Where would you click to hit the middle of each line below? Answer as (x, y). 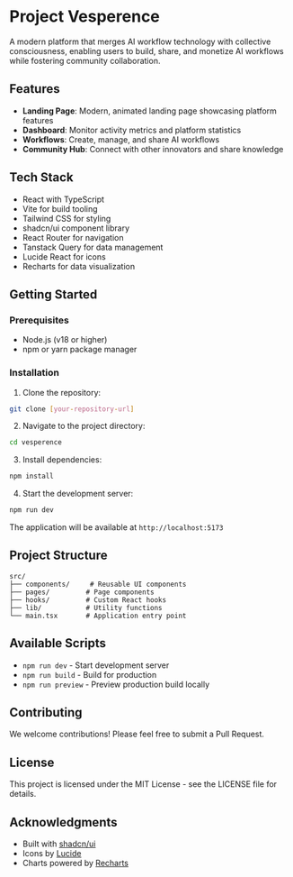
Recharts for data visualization (79, 266)
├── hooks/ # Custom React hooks (88, 600)
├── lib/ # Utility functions (86, 608)
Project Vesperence (84, 17)
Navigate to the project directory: (84, 426)
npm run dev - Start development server (96, 665)
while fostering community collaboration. (85, 60)
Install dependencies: (62, 460)
